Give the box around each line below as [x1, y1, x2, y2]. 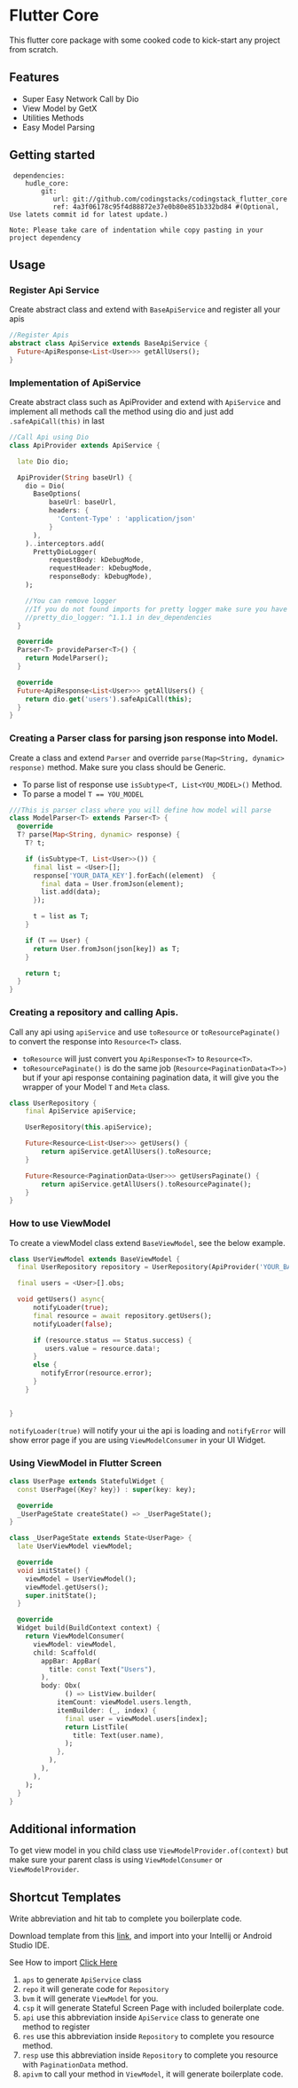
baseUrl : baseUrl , [48, 498, 117, 507]
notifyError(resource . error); [41, 1369, 153, 1377]
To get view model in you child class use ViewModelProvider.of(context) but [9, 1845, 288, 1856]
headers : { [48, 506, 90, 515]
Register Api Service [9, 283, 100, 296]
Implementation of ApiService [9, 377, 142, 389]
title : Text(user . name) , [72, 1731, 165, 1740]
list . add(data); [41, 887, 101, 897]
